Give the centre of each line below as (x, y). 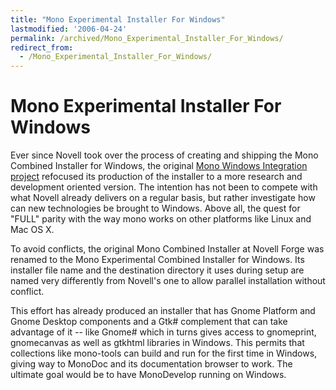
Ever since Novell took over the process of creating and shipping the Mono (164, 155)
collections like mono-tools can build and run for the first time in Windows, (164, 353)
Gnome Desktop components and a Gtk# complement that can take (149, 322)
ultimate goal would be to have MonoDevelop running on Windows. (148, 375)
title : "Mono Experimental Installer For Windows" (118, 19)
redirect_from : (42, 47)
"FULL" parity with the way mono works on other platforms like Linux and (161, 219)
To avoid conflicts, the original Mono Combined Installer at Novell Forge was (167, 249)
